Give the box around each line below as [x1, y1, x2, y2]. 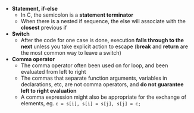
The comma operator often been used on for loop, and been [20, 62, 168, 69]
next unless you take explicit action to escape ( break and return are [20, 43, 189, 50]
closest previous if [20, 24, 67, 31]
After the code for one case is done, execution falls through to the [20, 37, 184, 43]
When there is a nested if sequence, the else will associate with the [20, 18, 186, 24]
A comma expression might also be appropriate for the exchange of [20, 93, 187, 101]
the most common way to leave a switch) [20, 49, 122, 56]
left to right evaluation [20, 87, 77, 94]
